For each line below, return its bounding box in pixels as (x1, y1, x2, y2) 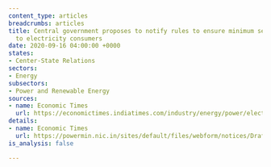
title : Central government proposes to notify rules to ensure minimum (8, 27, 254, 35)
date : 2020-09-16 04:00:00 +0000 (8, 42, 121, 50)
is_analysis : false (8, 139, 74, 148)
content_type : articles (8, 11, 89, 20)
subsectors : (8, 79, 48, 87)
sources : (8, 94, 38, 102)
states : (8, 49, 35, 57)
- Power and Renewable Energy (8, 86, 110, 95)
